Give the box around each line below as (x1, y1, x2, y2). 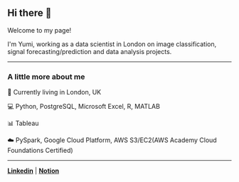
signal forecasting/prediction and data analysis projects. (7, 47, 172, 55)
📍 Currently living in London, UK (7, 88, 102, 97)
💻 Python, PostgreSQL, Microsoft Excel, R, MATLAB (7, 102, 160, 111)
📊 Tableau (7, 119, 39, 128)
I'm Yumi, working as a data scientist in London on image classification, (7, 40, 217, 48)
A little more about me (7, 72, 85, 82)
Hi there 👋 (7, 7, 52, 19)
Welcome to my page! (7, 26, 72, 34)
